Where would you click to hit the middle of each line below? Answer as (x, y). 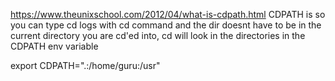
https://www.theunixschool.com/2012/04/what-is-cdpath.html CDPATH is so (168, 14)
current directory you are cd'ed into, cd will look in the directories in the (158, 35)
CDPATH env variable (54, 46)
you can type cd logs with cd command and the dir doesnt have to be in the (166, 25)
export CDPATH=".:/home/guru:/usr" (85, 65)
